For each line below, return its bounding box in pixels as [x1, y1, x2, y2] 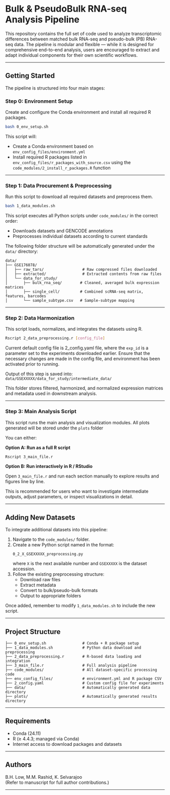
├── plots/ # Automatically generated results [5, 694, 157, 699]
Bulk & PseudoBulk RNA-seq [5, 3, 127, 15]
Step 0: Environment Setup [5, 97, 73, 104]
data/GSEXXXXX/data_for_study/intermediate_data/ [5, 376, 112, 381]
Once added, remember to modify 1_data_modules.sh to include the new [5, 603, 156, 609]
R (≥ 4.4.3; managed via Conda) [12, 735, 79, 742]
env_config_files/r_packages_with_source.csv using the [12, 159, 131, 165]
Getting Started [5, 71, 55, 80]
